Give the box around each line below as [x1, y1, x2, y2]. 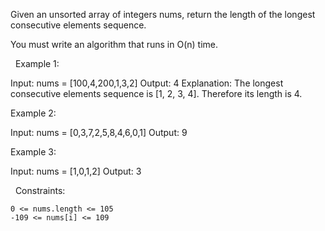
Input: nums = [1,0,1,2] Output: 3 [10, 165, 142, 177]
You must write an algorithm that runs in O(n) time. [10, 39, 218, 50]
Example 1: [14, 58, 60, 69]
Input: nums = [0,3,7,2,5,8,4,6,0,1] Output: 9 [10, 127, 188, 138]
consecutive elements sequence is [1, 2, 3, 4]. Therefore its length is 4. [10, 88, 303, 99]
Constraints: [14, 185, 66, 196]
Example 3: [10, 146, 57, 158]
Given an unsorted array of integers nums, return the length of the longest [10, 9, 316, 20]
